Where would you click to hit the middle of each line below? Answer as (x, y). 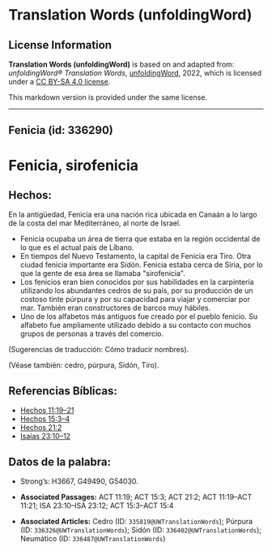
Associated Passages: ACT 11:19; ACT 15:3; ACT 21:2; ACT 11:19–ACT (136, 497)
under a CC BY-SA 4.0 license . (59, 82)
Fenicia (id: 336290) (61, 130)
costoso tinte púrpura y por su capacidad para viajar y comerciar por (135, 299)
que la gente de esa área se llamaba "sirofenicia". (103, 273)
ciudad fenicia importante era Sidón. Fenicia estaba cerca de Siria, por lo (141, 265)
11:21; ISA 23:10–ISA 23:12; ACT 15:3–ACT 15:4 (97, 506)
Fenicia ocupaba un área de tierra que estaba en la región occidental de (140, 239)
